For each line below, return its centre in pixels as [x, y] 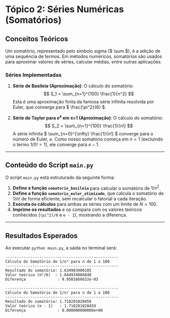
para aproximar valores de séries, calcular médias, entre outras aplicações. [83, 62]
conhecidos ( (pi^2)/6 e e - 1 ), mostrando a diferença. [70, 215]
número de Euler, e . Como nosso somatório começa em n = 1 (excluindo [88, 139]
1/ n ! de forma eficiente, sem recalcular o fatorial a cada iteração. [80, 199]
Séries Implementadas [33, 75]
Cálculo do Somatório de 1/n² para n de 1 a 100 [57, 262]
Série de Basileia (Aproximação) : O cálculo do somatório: [73, 86]
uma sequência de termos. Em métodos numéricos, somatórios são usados [84, 56]
